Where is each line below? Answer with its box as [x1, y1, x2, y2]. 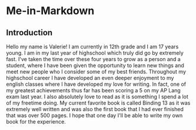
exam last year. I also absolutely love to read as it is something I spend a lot [6, 93, 188, 100]
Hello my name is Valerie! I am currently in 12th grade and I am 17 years [6, 43, 179, 50]
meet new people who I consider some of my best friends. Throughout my [6, 68, 187, 75]
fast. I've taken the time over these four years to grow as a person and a [6, 56, 181, 62]
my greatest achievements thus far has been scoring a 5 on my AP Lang [6, 87, 181, 94]
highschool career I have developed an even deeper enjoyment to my [6, 75, 174, 81]
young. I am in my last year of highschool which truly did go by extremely [6, 49, 184, 56]
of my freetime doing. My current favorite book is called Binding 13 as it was [6, 99, 191, 106]
